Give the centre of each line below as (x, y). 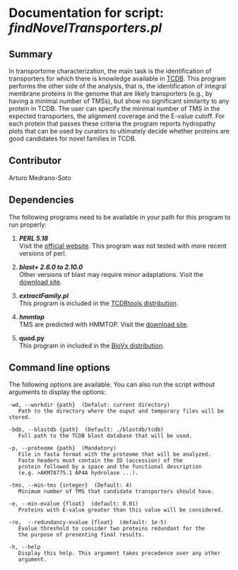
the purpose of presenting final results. (81, 535)
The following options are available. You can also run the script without (112, 385)
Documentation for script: (86, 13)
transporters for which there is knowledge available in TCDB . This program (117, 78)
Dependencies (41, 200)
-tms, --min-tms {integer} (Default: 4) (71, 485)
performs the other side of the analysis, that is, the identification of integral (118, 86)
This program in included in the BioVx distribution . (92, 345)
